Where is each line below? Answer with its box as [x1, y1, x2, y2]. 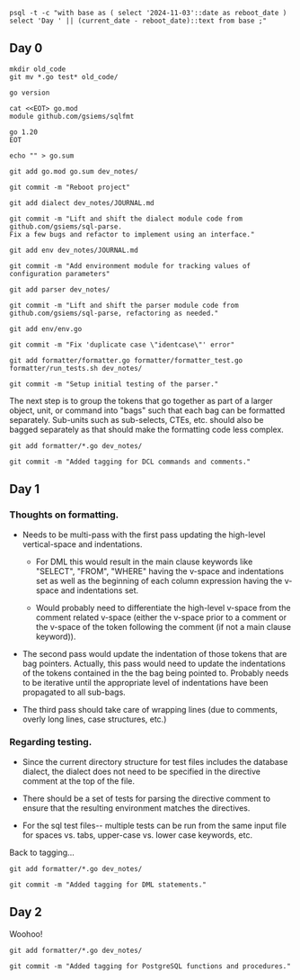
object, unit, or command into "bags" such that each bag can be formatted [9, 405, 286, 416]
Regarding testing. [9, 736, 93, 749]
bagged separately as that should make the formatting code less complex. [9, 424, 285, 435]
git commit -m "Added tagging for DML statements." [9, 880, 207, 889]
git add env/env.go [9, 324, 83, 333]
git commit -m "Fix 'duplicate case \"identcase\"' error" [9, 340, 235, 349]
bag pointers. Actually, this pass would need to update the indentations [22, 658, 286, 669]
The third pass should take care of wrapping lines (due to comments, [22, 704, 278, 715]
